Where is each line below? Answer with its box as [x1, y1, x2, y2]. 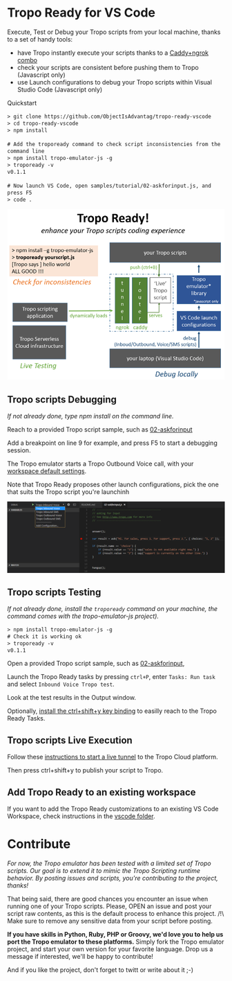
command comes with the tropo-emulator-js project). [7, 612, 159, 621]
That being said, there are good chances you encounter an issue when [7, 895, 209, 903]
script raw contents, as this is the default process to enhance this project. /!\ [7, 910, 224, 918]
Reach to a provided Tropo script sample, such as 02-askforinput [7, 425, 193, 434]
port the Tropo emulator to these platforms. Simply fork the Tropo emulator [7, 937, 224, 946]
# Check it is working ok [7, 633, 81, 640]
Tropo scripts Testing [7, 587, 101, 599]
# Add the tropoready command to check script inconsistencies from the [7, 141, 221, 148]
